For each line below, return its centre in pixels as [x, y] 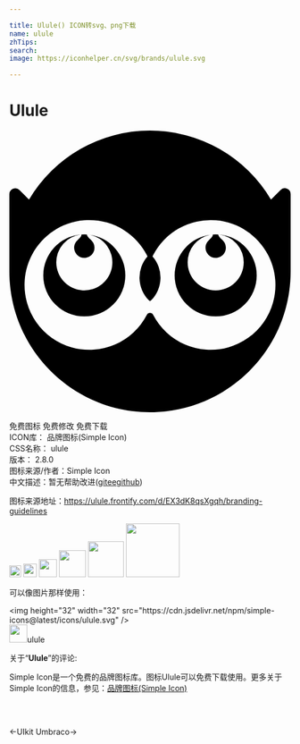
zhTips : [24, 42]
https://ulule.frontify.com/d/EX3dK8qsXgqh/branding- [163, 501]
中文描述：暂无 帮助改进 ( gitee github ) [76, 482]
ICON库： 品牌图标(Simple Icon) [68, 437]
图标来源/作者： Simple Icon [60, 471]
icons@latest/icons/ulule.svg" [64, 620]
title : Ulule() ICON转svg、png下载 [73, 25]
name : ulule [31, 34]
